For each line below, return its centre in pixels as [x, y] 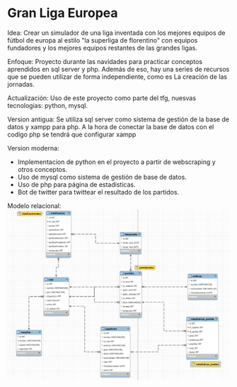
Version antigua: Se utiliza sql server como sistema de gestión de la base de [118, 119]
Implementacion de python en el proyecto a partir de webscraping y [116, 162]
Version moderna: [33, 148]
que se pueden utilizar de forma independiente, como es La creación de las [117, 77]
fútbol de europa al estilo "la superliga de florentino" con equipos [103, 40]
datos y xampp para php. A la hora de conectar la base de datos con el [111, 126]
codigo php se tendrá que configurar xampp [72, 134]
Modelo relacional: [34, 206]
